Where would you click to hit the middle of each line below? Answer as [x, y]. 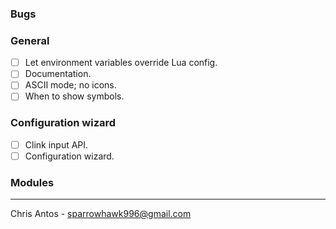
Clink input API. [56, 144]
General [30, 40]
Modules [32, 182]
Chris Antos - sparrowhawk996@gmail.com [101, 214]
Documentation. [58, 74]
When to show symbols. [74, 96]
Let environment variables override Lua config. [121, 63]
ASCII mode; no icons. [70, 85]
